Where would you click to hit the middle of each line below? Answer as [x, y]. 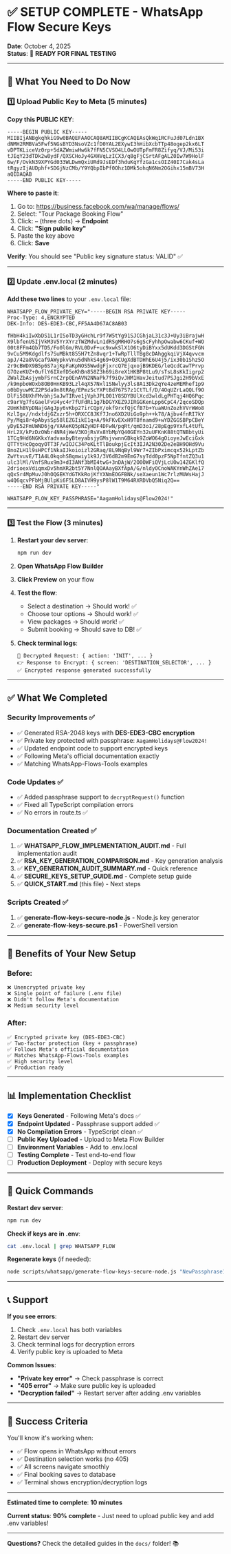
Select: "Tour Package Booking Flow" [70, 214]
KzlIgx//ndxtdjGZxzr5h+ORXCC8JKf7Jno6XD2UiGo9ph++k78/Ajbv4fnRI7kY [106, 414]
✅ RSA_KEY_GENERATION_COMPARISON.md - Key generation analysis [120, 861]
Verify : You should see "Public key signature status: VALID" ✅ [95, 256]
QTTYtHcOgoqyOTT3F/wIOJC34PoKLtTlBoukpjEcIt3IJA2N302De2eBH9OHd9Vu [106, 444]
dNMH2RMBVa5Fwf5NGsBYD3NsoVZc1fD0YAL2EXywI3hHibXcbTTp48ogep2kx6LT [106, 144]
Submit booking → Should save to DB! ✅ [85, 630]
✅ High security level [40, 1061]
